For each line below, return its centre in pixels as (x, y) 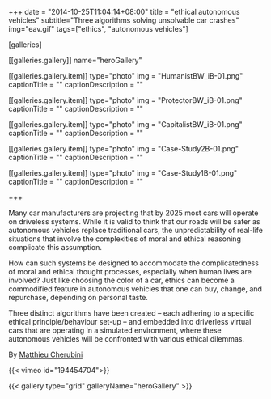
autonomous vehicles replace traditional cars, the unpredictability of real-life (135, 230)
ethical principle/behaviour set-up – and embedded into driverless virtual (130, 322)
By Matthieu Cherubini (46, 354)
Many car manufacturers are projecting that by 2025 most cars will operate (133, 213)
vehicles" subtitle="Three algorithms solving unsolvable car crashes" (124, 20)
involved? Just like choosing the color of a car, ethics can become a (121, 280)
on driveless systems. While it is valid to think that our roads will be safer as (134, 221)
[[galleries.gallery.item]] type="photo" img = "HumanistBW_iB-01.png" (126, 76)
